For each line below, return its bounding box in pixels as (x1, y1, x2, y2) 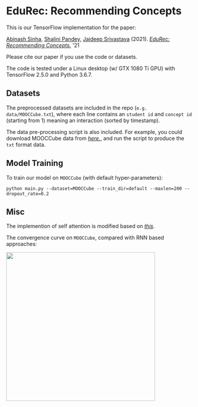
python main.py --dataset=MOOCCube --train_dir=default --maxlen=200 (6, 186, 183, 192)
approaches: (6, 240, 37, 248)
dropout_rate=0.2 (6, 190, 49, 197)
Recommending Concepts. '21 (6, 42, 80, 49)
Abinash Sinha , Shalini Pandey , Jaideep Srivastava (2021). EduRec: (6, 35, 170, 42)
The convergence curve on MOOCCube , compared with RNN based (6, 234, 165, 242)
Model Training (6, 158, 64, 168)
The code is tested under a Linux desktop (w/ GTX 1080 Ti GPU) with (6, 64, 175, 72)
